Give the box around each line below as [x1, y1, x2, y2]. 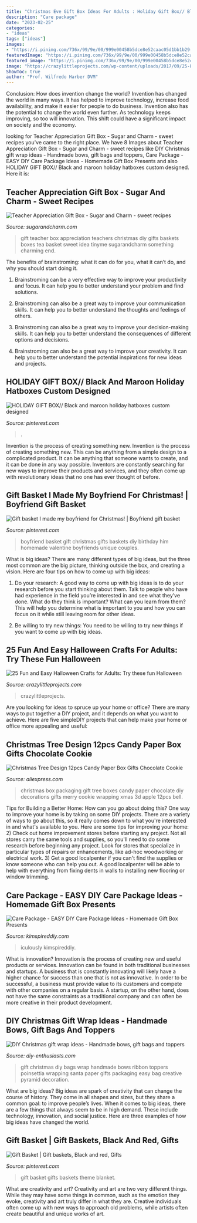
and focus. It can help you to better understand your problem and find [14, 282, 184, 289]
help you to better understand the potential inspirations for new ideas [14, 353, 182, 361]
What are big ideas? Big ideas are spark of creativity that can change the [6, 1087, 182, 1094]
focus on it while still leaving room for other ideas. [14, 610, 135, 617]
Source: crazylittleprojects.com [6, 681, 82, 688]
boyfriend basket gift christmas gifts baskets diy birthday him [20, 538, 169, 545]
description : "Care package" [6, 14, 77, 20]
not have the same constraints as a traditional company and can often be [6, 993, 182, 999]
